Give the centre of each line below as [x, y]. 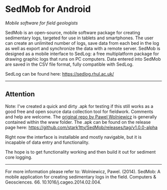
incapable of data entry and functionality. [47, 142]
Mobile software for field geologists [42, 23]
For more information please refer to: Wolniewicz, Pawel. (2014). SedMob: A [83, 171]
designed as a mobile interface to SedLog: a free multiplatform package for [82, 54]
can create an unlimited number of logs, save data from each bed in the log [82, 43]
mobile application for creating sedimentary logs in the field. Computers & [81, 177]
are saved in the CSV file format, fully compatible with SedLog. [69, 64]
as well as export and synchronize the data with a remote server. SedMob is [83, 48]
